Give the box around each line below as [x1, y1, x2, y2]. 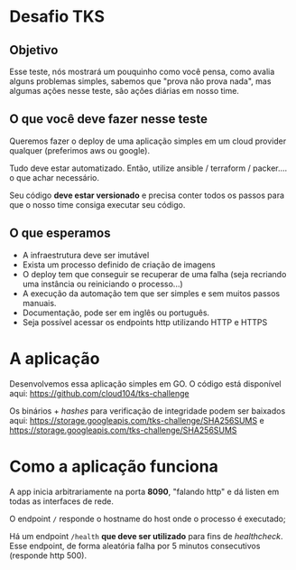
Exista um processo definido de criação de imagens [22, 259, 216, 270]
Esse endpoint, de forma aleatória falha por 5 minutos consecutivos [9, 540, 261, 551]
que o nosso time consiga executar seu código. [9, 199, 186, 210]
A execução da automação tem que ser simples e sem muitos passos [22, 287, 281, 299]
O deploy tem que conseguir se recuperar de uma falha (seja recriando [22, 268, 287, 279]
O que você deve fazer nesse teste [9, 111, 208, 127]
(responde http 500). [9, 549, 88, 561]
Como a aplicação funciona [9, 456, 218, 476]
